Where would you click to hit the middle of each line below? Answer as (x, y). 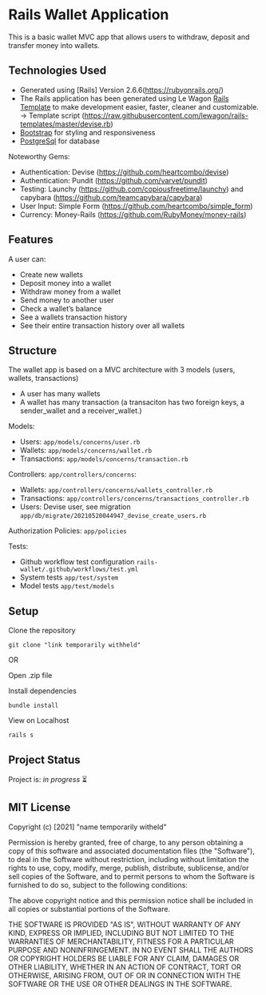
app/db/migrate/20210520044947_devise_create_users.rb (113, 516)
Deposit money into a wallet (66, 283)
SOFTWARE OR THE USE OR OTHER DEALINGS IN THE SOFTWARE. (120, 984)
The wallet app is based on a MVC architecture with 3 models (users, (122, 370)
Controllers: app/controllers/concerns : (73, 475)
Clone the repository (42, 631)
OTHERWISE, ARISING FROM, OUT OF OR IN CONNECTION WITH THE (125, 975)
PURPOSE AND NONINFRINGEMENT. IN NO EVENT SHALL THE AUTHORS (131, 949)
